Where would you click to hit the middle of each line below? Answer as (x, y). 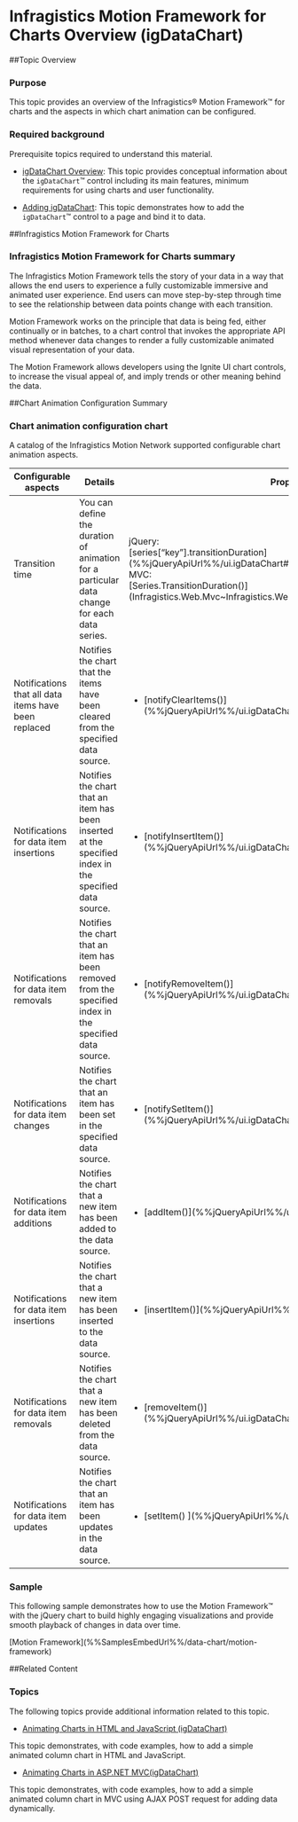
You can (96, 503)
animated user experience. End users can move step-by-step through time (145, 295)
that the (95, 672)
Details (99, 483)
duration (97, 536)
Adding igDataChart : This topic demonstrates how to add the (133, 207)
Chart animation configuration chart (89, 426)
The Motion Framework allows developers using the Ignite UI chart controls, (148, 366)
